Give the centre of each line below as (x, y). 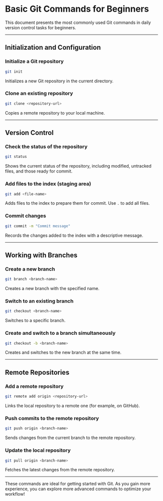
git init (14, 72)
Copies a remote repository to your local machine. (55, 113)
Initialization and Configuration (53, 48)
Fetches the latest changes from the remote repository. (60, 470)
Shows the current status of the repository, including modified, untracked (78, 166)
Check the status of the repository (46, 146)
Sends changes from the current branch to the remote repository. (70, 438)
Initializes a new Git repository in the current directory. (59, 81)
